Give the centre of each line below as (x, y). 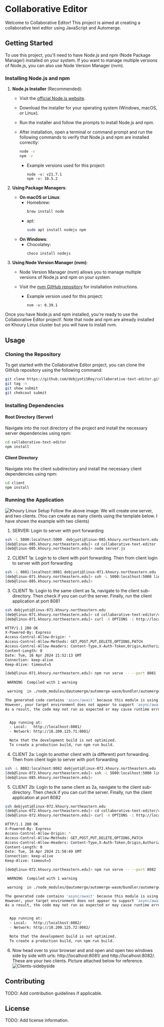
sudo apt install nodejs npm (56, 230)
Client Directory (21, 458)
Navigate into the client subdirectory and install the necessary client (73, 469)
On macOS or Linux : (40, 197)
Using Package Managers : (39, 188)
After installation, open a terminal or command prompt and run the (86, 132)
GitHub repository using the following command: (54, 370)
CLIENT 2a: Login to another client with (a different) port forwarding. (81, 754)
